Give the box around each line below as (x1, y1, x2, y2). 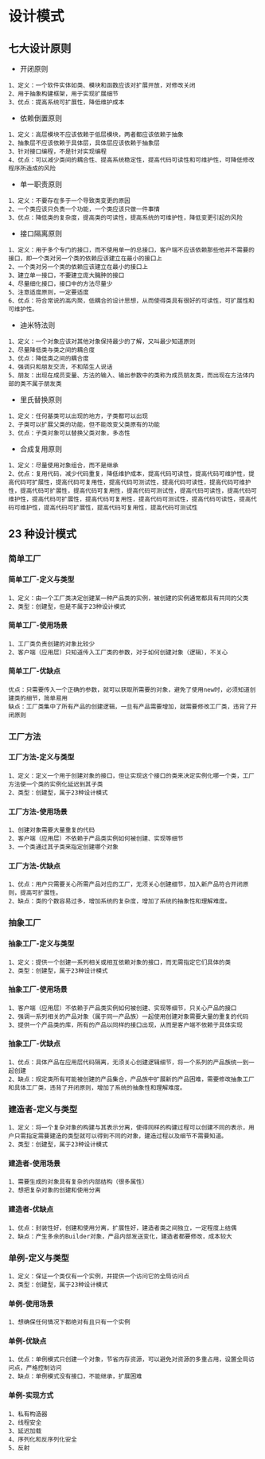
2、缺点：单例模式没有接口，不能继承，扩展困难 (8, 1372, 142, 1381)
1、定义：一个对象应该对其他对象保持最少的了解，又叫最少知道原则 (8, 337, 196, 345)
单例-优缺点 (8, 1336, 47, 1345)
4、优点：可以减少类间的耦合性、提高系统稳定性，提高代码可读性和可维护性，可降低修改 (8, 156, 255, 164)
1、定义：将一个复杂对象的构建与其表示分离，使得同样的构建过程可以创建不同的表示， (8, 1124, 249, 1132)
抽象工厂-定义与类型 (8, 938, 75, 948)
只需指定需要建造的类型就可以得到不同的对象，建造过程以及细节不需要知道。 (14, 1132, 228, 1141)
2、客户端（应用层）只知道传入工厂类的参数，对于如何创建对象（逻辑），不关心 (8, 648, 228, 657)
